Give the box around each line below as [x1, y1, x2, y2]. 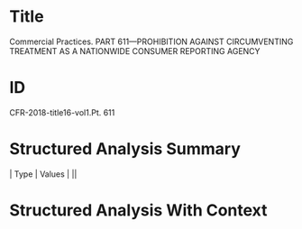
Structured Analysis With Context [9, 200, 268, 220]
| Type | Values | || [9, 169, 78, 179]
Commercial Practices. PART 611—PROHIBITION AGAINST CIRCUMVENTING [9, 36, 294, 47]
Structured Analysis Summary [9, 139, 241, 160]
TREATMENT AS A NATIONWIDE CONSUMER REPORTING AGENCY [9, 45, 261, 56]
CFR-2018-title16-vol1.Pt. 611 [9, 106, 115, 118]
